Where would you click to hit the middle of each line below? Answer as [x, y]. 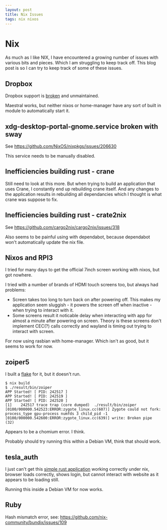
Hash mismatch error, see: [32, 517]
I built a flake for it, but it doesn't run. [43, 374]
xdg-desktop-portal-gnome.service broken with [82, 126]
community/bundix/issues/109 [36, 522]
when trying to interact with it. [43, 310]
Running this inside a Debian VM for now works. [54, 489]
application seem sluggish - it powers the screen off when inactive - [82, 305]
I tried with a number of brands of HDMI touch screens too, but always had [82, 285]
